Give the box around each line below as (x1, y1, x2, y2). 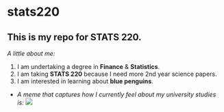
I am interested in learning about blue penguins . (16, 77, 154, 85)
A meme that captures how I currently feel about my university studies (16, 90, 216, 98)
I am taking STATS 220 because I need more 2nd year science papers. (16, 70, 217, 78)
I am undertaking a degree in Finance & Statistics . (16, 63, 160, 70)
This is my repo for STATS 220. (7, 31, 142, 43)
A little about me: (7, 49, 55, 57)
